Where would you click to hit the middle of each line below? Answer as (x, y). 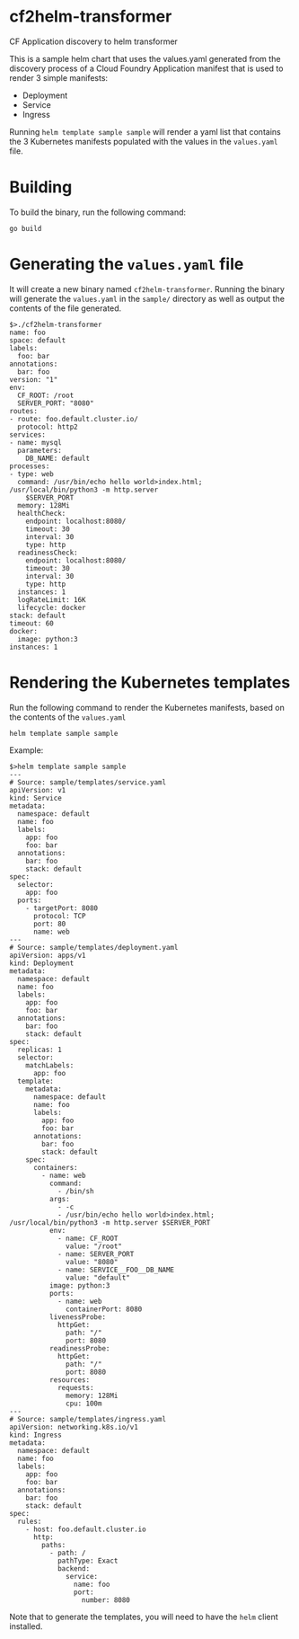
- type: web (31, 474)
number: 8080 (106, 1600)
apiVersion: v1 (38, 790)
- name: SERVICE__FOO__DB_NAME (116, 1270)
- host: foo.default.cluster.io (86, 1529)
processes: (30, 466)
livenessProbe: (77, 1317)
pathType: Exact (88, 1561)
